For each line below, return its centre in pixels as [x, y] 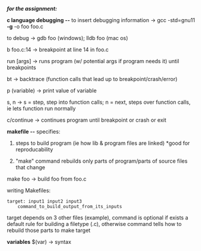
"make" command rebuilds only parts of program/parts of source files [101, 161]
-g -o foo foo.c [25, 27]
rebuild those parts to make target [49, 230]
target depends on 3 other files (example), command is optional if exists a [98, 218]
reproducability [34, 149]
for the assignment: [32, 9]
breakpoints [22, 67]
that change [30, 167]
